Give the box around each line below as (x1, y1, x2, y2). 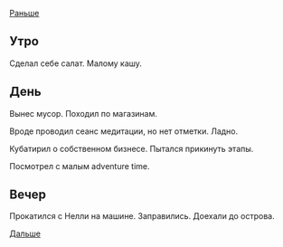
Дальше (9, 228, 41, 239)
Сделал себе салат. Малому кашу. (9, 58, 143, 69)
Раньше (9, 8, 40, 18)
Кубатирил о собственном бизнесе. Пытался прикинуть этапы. (9, 143, 254, 154)
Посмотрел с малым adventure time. (9, 160, 151, 171)
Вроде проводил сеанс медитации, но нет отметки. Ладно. (9, 126, 239, 137)
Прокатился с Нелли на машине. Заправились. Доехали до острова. (9, 211, 275, 222)
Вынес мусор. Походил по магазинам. (9, 108, 158, 119)
